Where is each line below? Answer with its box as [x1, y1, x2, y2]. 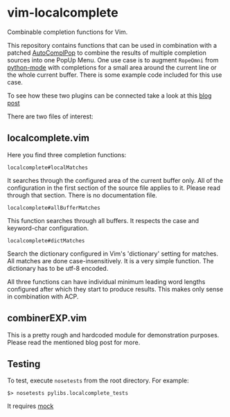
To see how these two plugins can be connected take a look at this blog [7, 91, 212, 100]
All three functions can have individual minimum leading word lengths [7, 277, 206, 285]
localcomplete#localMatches [7, 164, 89, 171]
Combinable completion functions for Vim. [7, 28, 128, 36]
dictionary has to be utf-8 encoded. [7, 264, 109, 272]
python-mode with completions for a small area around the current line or [7, 63, 217, 71]
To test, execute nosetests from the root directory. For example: [7, 376, 189, 385]
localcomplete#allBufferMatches [7, 204, 100, 211]
